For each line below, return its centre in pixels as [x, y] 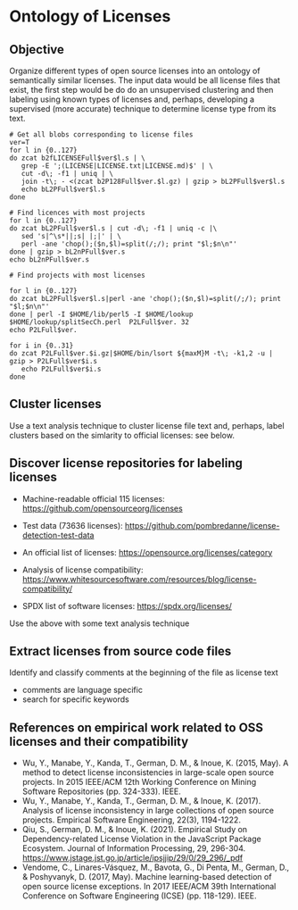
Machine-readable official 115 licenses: [93, 498]
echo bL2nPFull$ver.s [50, 260]
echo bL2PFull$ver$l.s [63, 189]
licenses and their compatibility [99, 742]
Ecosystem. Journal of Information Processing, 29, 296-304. [134, 848]
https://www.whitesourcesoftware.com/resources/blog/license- [139, 579]
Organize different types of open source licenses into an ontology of [135, 71]
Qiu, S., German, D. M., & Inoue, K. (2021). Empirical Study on [135, 830]
